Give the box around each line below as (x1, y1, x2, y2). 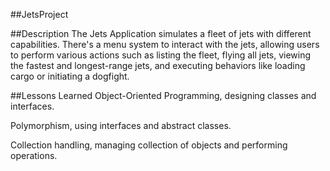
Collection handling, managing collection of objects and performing (10, 139, 288, 151)
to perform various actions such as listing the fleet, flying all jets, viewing (10, 49, 312, 61)
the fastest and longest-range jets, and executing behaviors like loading (10, 60, 306, 71)
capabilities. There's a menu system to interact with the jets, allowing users (10, 39, 320, 50)
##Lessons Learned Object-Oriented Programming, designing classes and (10, 90, 317, 101)
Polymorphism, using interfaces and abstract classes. (10, 120, 232, 131)
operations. (10, 150, 58, 161)
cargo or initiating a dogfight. (10, 70, 130, 82)
